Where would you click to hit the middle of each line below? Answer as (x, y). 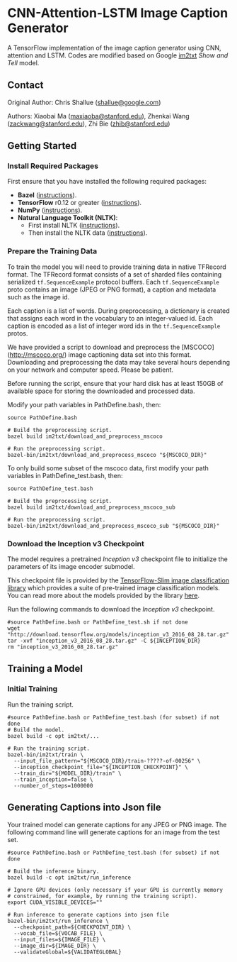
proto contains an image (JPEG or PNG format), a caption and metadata (112, 289)
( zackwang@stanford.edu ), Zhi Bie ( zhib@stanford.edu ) (89, 123)
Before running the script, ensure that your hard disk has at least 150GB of (116, 383)
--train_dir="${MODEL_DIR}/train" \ (68, 773)
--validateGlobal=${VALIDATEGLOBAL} (68, 952)
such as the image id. (39, 297)
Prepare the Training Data (52, 251)
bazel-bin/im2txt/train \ (45, 754)
